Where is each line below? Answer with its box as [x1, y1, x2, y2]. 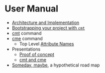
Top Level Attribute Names [19, 40, 74, 46]
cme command [11, 35, 43, 41]
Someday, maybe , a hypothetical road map [11, 62, 100, 68]
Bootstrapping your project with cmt [11, 24, 85, 30]
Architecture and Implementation [11, 19, 80, 25]
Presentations [11, 46, 41, 52]
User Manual [4, 3, 58, 14]
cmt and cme [19, 56, 47, 62]
